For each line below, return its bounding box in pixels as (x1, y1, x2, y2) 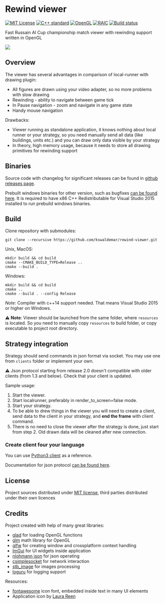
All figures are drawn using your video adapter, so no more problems (12, 86, 152, 92)
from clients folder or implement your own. (5, 358, 94, 364)
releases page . (5, 180, 35, 186)
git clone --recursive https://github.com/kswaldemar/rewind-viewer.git (5, 238, 158, 243)
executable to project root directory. (5, 325, 78, 331)
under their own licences (5, 495, 56, 501)
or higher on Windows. (5, 305, 52, 311)
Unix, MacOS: (5, 246, 33, 252)
